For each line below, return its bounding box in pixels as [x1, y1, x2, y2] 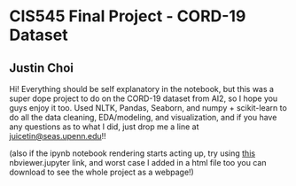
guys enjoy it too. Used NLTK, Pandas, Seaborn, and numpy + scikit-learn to [9, 103, 288, 112]
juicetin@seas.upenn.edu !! [9, 131, 106, 141]
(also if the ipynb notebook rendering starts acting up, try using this [9, 148, 255, 159]
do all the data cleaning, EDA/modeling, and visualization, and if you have [9, 112, 277, 122]
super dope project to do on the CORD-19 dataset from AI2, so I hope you [9, 93, 278, 104]
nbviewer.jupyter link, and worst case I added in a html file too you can [9, 158, 267, 167]
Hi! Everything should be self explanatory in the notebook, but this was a [9, 84, 275, 94]
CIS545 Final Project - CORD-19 [9, 6, 246, 27]
